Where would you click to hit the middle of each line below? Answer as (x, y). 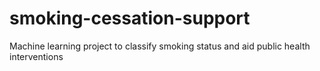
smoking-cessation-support (130, 18)
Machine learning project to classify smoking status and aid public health (160, 46)
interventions (36, 56)
